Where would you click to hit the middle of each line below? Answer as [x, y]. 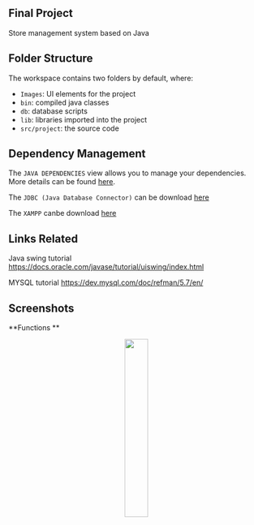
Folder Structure [51, 59]
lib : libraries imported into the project [84, 119]
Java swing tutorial [40, 258]
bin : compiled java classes [65, 102]
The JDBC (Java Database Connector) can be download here [109, 197]
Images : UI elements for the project [78, 93]
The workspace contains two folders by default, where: [101, 78]
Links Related [43, 239]
